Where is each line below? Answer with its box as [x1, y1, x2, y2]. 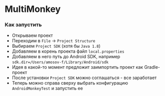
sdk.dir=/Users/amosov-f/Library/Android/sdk [11, 60, 108, 65]
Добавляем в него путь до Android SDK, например [11, 54, 120, 60]
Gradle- [144, 64, 160, 70]
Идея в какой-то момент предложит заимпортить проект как [11, 64, 143, 70]
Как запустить [4, 21, 42, 28]
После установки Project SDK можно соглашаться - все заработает [11, 75, 157, 81]
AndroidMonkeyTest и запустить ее [11, 86, 83, 92]
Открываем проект [11, 32, 53, 38]
